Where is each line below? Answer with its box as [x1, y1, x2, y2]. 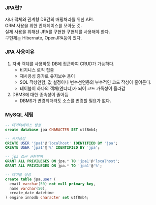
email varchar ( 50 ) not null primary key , [9, 181, 96, 186]
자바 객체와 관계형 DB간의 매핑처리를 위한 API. [5, 16, 94, 23]
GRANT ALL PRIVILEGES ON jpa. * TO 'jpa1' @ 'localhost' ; [5, 159, 120, 164]
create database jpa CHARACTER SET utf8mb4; [5, 127, 98, 132]
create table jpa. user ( [5, 176, 56, 182]
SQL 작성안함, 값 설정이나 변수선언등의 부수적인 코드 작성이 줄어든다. [19, 79, 152, 85]
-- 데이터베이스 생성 [5, 122, 41, 128]
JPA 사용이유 [5, 48, 35, 55]
